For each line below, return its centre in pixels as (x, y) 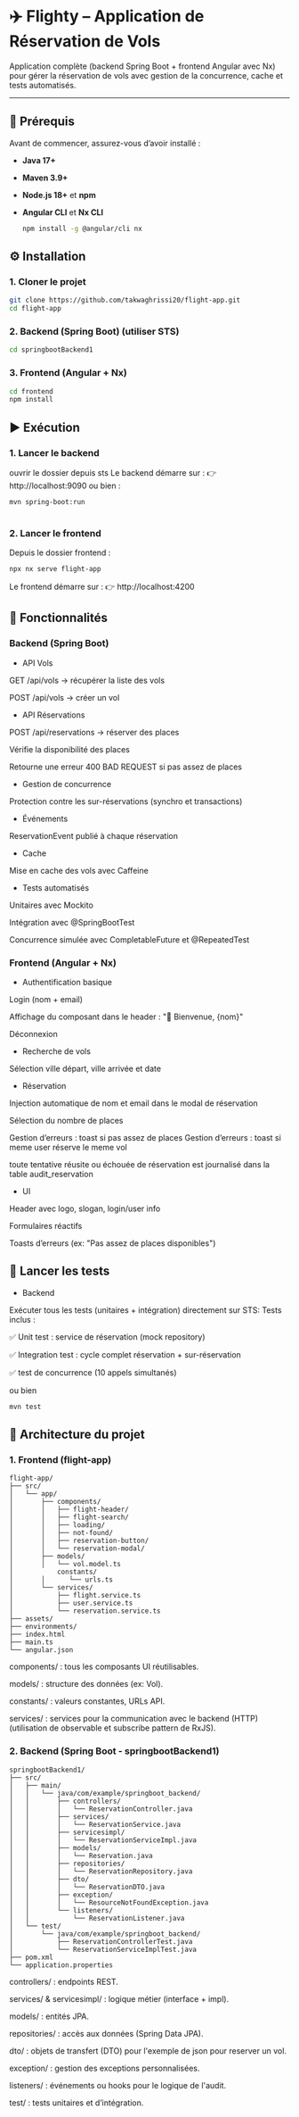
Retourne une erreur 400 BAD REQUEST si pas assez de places (126, 767)
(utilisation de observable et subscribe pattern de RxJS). (113, 1728)
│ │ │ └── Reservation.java (81, 1855)
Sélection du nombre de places (66, 1120)
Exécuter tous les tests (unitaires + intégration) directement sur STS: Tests (145, 1310)
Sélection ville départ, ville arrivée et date (85, 1068)
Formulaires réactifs (46, 1225)
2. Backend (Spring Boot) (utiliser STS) (94, 331)
